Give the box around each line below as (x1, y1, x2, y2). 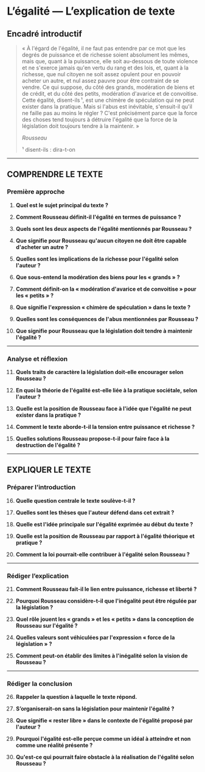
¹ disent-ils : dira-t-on (21, 146, 75, 153)
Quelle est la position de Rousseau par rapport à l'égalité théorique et (15, 532, 195, 540)
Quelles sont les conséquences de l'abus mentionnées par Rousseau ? (15, 315, 198, 322)
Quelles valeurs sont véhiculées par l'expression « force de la (15, 634, 175, 641)
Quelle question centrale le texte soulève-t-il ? (15, 497, 136, 504)
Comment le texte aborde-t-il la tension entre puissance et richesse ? (15, 423, 195, 430)
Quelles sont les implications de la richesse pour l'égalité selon (15, 255, 179, 263)
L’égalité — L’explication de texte (7, 4, 175, 18)
